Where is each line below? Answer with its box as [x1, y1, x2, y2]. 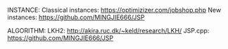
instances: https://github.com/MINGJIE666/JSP [7, 13, 145, 21]
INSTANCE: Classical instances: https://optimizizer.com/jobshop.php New [7, 6, 222, 14]
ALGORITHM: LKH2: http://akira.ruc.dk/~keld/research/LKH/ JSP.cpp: [7, 27, 210, 35]
